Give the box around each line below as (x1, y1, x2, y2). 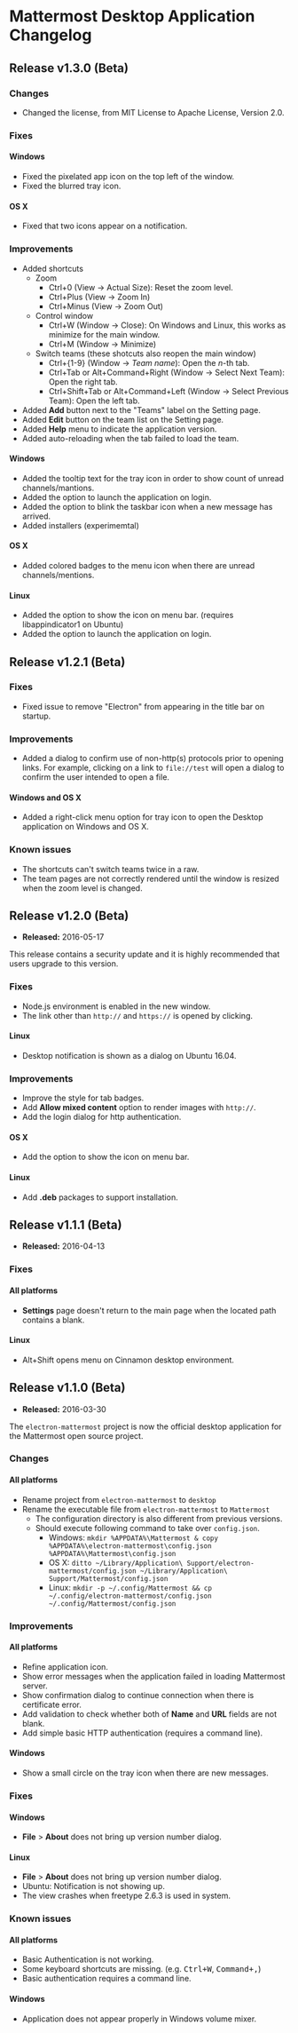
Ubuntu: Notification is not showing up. (21, 1881, 166, 1892)
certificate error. (21, 1699, 82, 1710)
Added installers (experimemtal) (21, 520, 140, 530)
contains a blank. (21, 1314, 85, 1325)
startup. (21, 711, 51, 721)
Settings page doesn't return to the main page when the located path (21, 1305, 277, 1315)
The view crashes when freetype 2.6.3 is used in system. (21, 1890, 231, 1902)
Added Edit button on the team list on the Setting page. (21, 414, 224, 425)
